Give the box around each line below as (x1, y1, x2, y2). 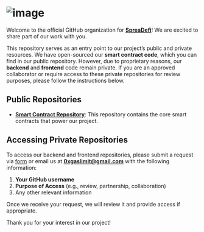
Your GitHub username (15, 175, 75, 183)
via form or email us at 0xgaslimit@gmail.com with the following (6, 157, 170, 164)
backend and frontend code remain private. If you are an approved (6, 64, 175, 71)
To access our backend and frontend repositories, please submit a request (6, 151, 194, 158)
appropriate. (6, 207, 38, 214)
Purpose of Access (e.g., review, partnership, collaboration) (15, 182, 166, 189)
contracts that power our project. (15, 117, 99, 124)
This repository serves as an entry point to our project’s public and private (6, 44, 192, 52)
